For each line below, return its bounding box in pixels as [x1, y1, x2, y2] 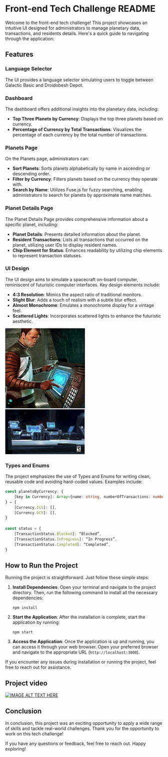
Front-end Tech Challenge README [5, 3, 156, 15]
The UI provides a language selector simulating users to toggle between [5, 76, 153, 83]
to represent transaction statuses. [12, 252, 82, 259]
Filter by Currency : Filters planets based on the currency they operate [12, 176, 158, 182]
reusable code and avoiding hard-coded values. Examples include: [5, 479, 142, 485]
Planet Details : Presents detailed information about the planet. [12, 231, 141, 237]
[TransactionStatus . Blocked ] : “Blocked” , [14, 531, 101, 536]
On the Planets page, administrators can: [5, 156, 89, 162]
